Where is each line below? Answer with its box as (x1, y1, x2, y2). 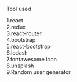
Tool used (6, 5, 32, 12)
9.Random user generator (6, 69, 71, 75)
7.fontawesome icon (6, 56, 57, 63)
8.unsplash (6, 62, 34, 69)
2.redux (6, 24, 26, 30)
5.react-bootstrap (6, 43, 51, 50)
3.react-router (6, 30, 42, 37)
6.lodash (6, 49, 29, 56)
